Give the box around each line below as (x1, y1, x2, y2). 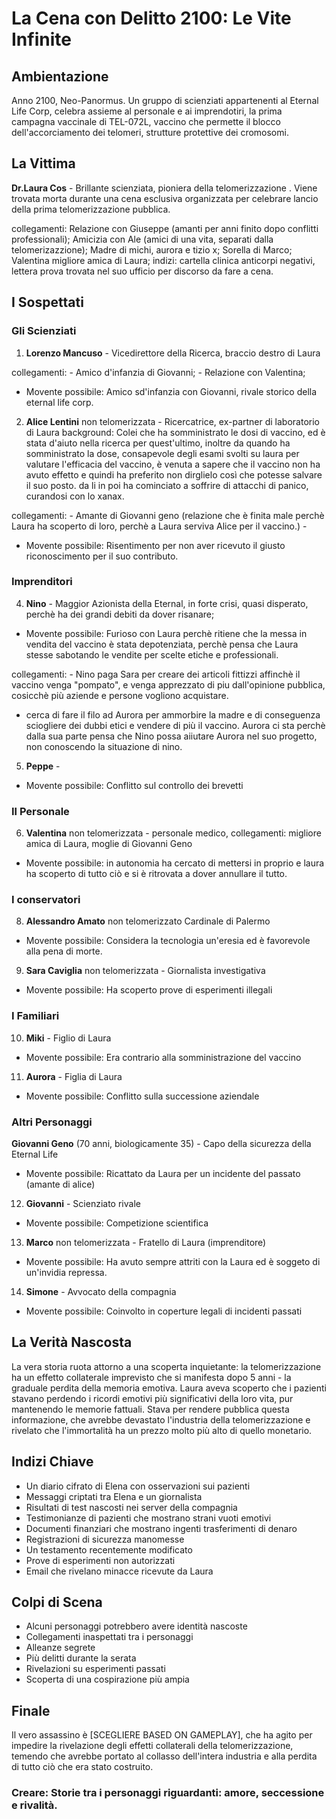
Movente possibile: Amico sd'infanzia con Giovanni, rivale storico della (25, 385, 318, 397)
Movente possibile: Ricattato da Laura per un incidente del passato (25, 1167, 301, 1179)
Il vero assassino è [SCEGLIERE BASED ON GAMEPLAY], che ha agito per (11, 1729, 313, 1741)
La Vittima (11, 155, 76, 172)
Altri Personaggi (11, 1115, 93, 1129)
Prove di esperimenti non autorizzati (25, 1554, 176, 1566)
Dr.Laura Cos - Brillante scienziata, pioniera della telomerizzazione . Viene (11, 182, 318, 194)
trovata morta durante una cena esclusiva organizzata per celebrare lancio (11, 192, 319, 204)
